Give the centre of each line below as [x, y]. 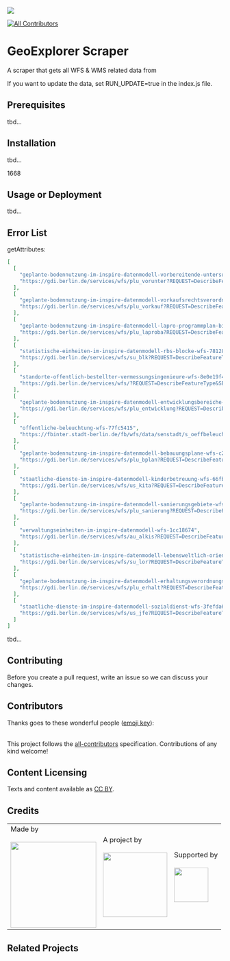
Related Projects [43, 948]
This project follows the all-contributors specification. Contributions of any [112, 744]
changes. [20, 684]
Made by [25, 829]
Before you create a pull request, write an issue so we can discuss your [108, 677]
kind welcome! [28, 751]
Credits [23, 811]
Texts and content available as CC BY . [61, 789]
